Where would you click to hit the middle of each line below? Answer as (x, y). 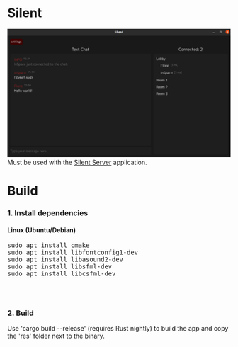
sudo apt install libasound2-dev (66, 260)
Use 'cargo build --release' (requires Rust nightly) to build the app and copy (118, 329)
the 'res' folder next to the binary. (56, 336)
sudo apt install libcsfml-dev (62, 274)
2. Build (21, 313)
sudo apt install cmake (49, 245)
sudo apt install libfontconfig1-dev (73, 252)
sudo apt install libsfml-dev (60, 267)
